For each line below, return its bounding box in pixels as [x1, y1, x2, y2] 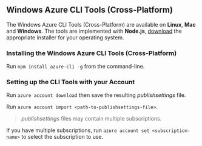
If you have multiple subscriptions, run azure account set [6, 127, 150, 134]
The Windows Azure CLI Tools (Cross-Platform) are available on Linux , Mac [6, 21, 196, 28]
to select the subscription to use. [21, 133, 104, 141]
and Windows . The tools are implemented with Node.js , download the [6, 27, 182, 35]
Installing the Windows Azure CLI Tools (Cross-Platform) [6, 48, 177, 57]
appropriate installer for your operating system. [6, 33, 124, 41]
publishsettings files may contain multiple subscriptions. [21, 115, 162, 122]
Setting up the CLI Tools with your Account [6, 78, 135, 87]
